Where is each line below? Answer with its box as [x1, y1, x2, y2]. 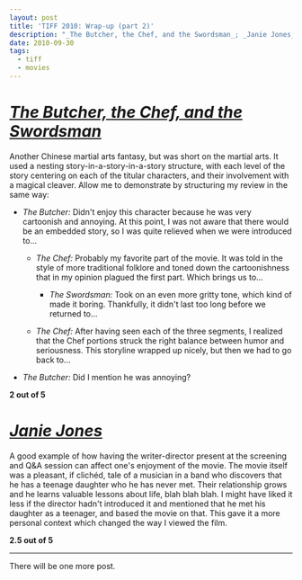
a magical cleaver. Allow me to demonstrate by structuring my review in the [9, 179, 289, 190]
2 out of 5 [9, 388, 47, 400]
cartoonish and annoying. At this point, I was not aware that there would [22, 216, 289, 227]
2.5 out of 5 [9, 534, 54, 545]
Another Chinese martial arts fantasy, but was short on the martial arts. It [9, 150, 279, 162]
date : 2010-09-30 [9, 38, 75, 48]
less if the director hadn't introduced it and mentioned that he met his [9, 498, 267, 509]
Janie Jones [9, 421, 103, 441]
